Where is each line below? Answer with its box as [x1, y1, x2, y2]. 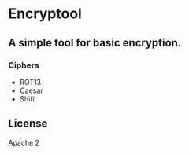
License [8, 117, 48, 131]
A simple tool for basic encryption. [8, 36, 182, 50]
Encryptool [8, 5, 83, 23]
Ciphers [8, 60, 39, 71]
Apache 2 [8, 138, 40, 147]
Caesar [19, 86, 43, 95]
